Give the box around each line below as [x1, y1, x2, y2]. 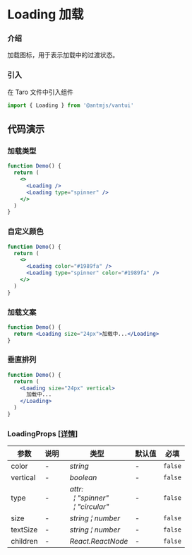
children [11, 537, 38, 547]
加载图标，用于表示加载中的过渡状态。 [7, 51, 119, 59]
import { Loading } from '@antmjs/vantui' [7, 102, 134, 109]
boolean [69, 473, 97, 483]
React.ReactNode [69, 537, 128, 547]
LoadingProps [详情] [7, 428, 78, 438]
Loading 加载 [7, 6, 84, 23]
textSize [11, 525, 38, 534]
